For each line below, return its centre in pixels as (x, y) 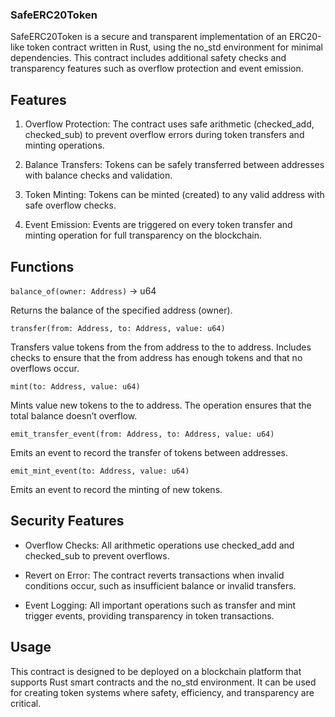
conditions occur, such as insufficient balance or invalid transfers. (160, 585)
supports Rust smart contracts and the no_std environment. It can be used (163, 682)
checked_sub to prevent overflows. (97, 555)
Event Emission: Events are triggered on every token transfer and (158, 225)
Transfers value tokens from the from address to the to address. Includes (161, 347)
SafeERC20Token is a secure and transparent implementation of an (149, 37)
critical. (26, 703)
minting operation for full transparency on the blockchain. (143, 235)
